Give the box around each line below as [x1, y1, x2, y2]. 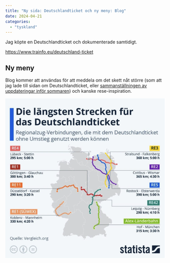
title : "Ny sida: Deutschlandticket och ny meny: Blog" [5, 8, 126, 13]
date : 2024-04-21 [5, 13, 42, 19]
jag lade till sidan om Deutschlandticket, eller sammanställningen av [5, 83, 147, 89]
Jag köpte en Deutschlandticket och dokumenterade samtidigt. [5, 39, 137, 45]
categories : [5, 19, 31, 24]
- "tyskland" [10, 24, 38, 30]
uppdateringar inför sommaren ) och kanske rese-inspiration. [5, 88, 132, 94]
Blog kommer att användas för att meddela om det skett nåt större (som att [5, 77, 162, 84]
